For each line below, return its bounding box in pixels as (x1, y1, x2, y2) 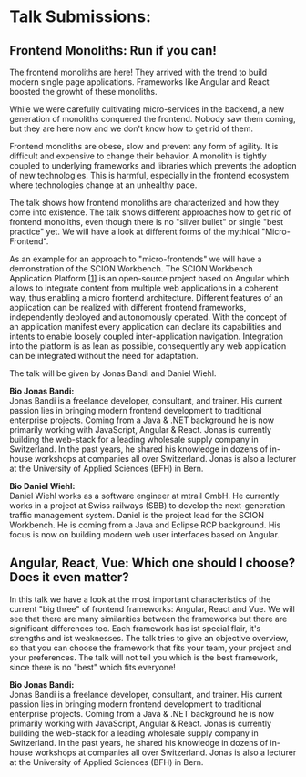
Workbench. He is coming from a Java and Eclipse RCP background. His (9, 519, 281, 530)
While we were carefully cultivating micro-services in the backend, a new (9, 104, 285, 115)
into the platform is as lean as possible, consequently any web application (9, 341, 287, 352)
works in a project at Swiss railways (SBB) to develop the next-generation (9, 500, 286, 511)
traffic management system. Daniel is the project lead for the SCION (9, 510, 265, 520)
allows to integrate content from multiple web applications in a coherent (9, 282, 279, 293)
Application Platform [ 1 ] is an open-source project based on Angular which (9, 273, 290, 283)
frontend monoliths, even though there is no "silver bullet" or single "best (9, 217, 284, 227)
